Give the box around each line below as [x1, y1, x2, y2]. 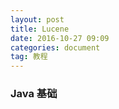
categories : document [10, 42, 101, 53]
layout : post [10, 14, 65, 25]
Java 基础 [10, 87, 58, 101]
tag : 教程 [10, 52, 48, 62]
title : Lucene [10, 24, 70, 34]
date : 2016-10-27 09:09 [10, 33, 110, 43]
